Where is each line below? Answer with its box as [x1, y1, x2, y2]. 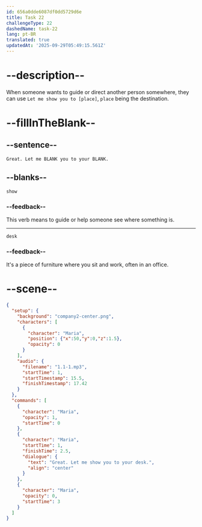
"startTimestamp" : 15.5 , [22, 375, 85, 381]
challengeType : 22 [6, 20, 52, 26]
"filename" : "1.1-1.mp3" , [22, 363, 87, 370]
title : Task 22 [6, 14, 44, 21]
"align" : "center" [28, 465, 74, 471]
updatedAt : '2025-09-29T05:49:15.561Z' [6, 43, 106, 49]
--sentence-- [6, 140, 57, 150]
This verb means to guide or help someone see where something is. [6, 216, 175, 223]
